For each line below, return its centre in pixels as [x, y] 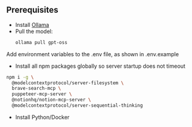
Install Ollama [32, 24]
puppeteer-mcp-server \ [42, 94]
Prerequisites [32, 10]
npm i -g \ [20, 77]
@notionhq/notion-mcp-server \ [52, 100]
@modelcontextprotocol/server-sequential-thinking [77, 106]
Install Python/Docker [42, 117]
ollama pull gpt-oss [41, 42]
